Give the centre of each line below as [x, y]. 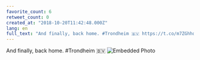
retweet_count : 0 [28, 17]
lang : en [17, 28]
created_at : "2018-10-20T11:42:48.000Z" [57, 23]
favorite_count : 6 [29, 12]
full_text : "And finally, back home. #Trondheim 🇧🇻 [73, 34]
